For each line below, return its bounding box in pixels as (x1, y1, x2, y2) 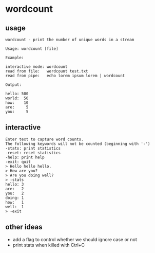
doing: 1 (5, 195, 24, 201)
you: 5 (5, 109, 29, 114)
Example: (5, 55, 24, 60)
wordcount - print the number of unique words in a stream (5, 37, 134, 42)
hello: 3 (5, 182, 24, 187)
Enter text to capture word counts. (5, 137, 84, 142)
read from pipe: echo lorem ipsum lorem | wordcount (5, 73, 125, 78)
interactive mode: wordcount (5, 64, 68, 69)
